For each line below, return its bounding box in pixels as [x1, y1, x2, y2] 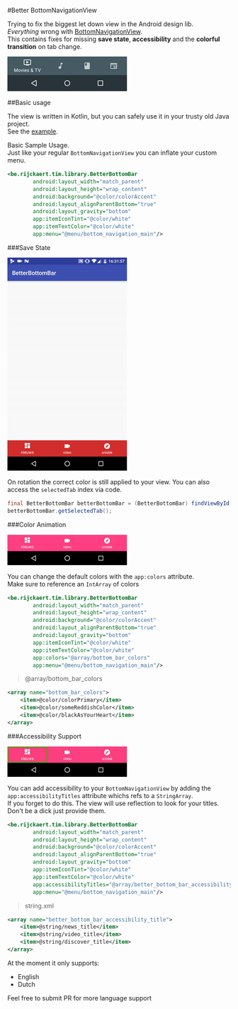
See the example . [7, 127, 58, 136]
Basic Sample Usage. [7, 141, 69, 149]
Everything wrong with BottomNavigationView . [7, 28, 143, 36]
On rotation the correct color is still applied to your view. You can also [7, 477, 210, 486]
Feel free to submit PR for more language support [7, 993, 152, 1002]
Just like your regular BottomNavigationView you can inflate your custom [7, 148, 217, 157]
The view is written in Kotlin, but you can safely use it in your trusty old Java [7, 112, 229, 120]
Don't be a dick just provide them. [7, 806, 106, 815]
